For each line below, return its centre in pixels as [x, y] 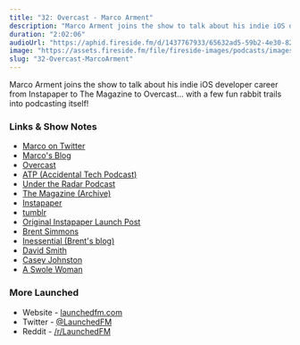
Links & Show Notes [53, 126]
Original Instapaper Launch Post [81, 222]
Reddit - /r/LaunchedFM [67, 331]
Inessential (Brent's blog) [68, 241]
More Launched [44, 293]
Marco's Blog [46, 156]
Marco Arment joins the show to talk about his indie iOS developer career [144, 84]
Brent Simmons [50, 231]
